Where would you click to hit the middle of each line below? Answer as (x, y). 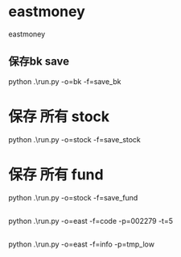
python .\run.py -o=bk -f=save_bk (65, 81)
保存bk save (39, 62)
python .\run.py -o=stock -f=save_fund (73, 197)
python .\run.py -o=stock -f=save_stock (74, 139)
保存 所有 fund (56, 174)
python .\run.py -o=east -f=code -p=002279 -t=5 (90, 221)
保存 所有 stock (59, 116)
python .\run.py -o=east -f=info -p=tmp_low (82, 244)
